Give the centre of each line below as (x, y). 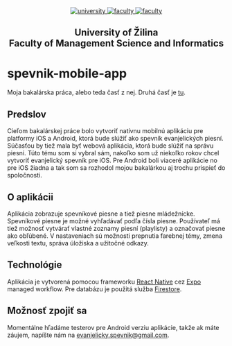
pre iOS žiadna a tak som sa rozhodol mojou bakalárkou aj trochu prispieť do (116, 168)
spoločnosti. (25, 175)
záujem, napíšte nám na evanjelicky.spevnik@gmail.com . (88, 335)
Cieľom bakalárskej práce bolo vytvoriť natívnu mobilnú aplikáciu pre (105, 131)
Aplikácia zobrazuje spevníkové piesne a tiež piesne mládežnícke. (101, 214)
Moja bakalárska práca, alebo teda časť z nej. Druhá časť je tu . (96, 92)
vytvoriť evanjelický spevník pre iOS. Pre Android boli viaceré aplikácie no (113, 161)
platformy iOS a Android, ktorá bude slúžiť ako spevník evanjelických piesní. (115, 139)
